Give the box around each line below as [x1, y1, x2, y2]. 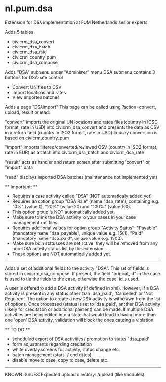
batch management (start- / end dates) [12, 352, 92, 358]
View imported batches [12, 95, 60, 100]
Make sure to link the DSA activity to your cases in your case [12, 214, 136, 220]
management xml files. [12, 219, 59, 225]
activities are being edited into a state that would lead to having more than [5, 311, 156, 317]
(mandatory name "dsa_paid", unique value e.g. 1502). [12, 235, 123, 241]
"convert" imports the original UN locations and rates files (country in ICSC [5, 119, 158, 125]
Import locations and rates [12, 89, 66, 95]
